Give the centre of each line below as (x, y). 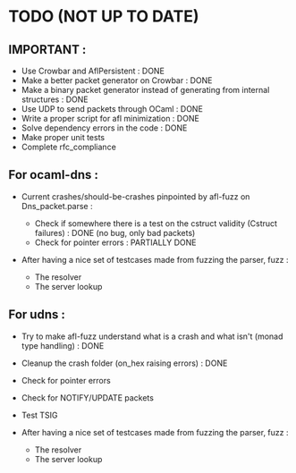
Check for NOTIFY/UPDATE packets (87, 397)
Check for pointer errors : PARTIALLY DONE (115, 242)
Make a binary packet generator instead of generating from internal (145, 90)
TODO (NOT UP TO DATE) (104, 17)
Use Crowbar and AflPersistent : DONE (93, 71)
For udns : (37, 315)
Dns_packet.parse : (57, 206)
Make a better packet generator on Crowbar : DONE (117, 80)
